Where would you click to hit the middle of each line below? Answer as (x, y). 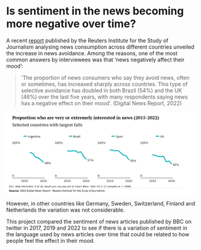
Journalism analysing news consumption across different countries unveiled (100, 47)
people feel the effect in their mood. (50, 240)
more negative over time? (71, 24)
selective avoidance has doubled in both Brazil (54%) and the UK (101, 90)
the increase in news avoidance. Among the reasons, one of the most (92, 53)
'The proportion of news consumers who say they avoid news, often (105, 78)
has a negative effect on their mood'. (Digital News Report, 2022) (101, 103)
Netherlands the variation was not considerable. (65, 210)
